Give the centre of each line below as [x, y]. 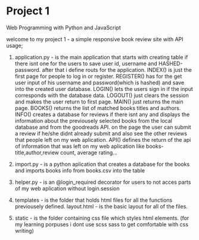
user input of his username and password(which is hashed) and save [99, 83]
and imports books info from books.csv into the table [80, 170]
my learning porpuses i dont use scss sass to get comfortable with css [102, 224]
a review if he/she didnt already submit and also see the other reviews [101, 133]
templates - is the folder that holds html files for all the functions [94, 200]
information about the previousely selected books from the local [94, 120]
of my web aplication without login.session [67, 188]
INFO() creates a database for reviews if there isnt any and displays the [102, 114]
